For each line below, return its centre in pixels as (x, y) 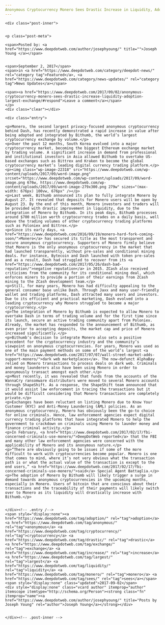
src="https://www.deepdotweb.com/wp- (112, 170)
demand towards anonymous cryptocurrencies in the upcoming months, (77, 480)
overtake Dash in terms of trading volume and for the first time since (81, 316)
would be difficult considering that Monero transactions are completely (82, 393)
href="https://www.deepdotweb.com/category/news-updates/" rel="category (82, 79)
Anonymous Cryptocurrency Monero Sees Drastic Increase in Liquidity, (79, 10)
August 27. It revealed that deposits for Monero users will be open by (81, 200)
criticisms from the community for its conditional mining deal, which (80, 273)
